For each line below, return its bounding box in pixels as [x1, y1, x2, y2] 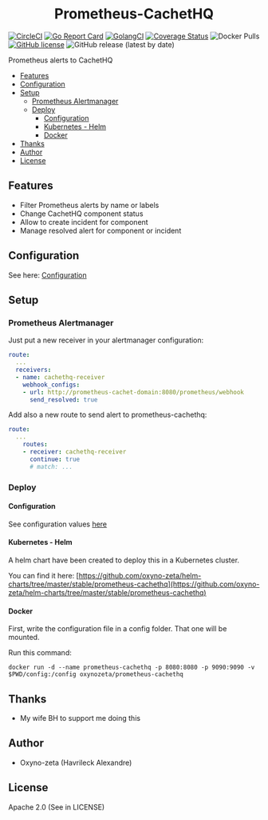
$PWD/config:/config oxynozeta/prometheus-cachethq [8, 670, 183, 678]
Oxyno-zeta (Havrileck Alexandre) [19, 758, 132, 767]
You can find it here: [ [8, 570, 80, 580]
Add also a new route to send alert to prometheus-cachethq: [8, 410, 207, 420]
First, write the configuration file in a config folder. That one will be [8, 624, 227, 634]
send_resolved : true [29, 395, 98, 404]
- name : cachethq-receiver [15, 373, 105, 381]
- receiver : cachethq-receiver [22, 448, 127, 456]
